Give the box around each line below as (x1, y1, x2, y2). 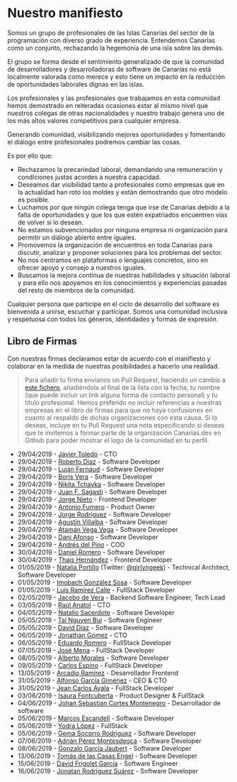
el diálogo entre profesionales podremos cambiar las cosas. (7, 137, 182, 146)
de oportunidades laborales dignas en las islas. (7, 80, 145, 88)
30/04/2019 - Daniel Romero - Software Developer (17, 548, 166, 556)
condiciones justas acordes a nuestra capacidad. (17, 173, 161, 181)
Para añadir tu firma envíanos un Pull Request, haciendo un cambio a (24, 375, 226, 384)
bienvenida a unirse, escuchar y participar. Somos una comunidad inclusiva (7, 307, 228, 315)
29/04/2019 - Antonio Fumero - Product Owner (17, 502, 156, 511)
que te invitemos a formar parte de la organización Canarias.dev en (24, 428, 221, 437)
